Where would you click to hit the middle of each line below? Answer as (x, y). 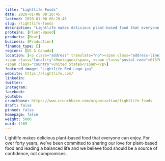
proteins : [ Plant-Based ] (30, 32)
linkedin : (15, 78)
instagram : (16, 87)
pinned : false (20, 110)
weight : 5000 (18, 119)
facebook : (15, 92)
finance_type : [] (23, 46)
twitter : (14, 82)
